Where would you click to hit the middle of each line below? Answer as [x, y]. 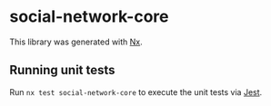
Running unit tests [62, 70]
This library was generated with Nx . [76, 42]
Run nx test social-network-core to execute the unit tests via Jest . [136, 92]
